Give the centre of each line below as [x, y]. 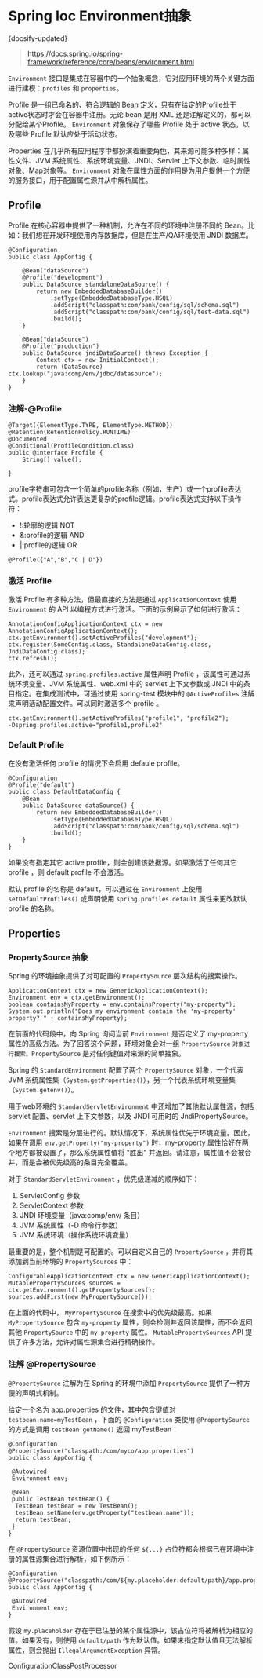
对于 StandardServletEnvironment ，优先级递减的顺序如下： [104, 1179]
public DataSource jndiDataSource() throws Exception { [115, 353]
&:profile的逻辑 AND [52, 536]
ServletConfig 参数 [50, 1196]
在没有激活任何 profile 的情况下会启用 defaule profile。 [96, 763]
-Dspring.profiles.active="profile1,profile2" [85, 726]
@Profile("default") [42, 785]
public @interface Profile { [56, 453]
